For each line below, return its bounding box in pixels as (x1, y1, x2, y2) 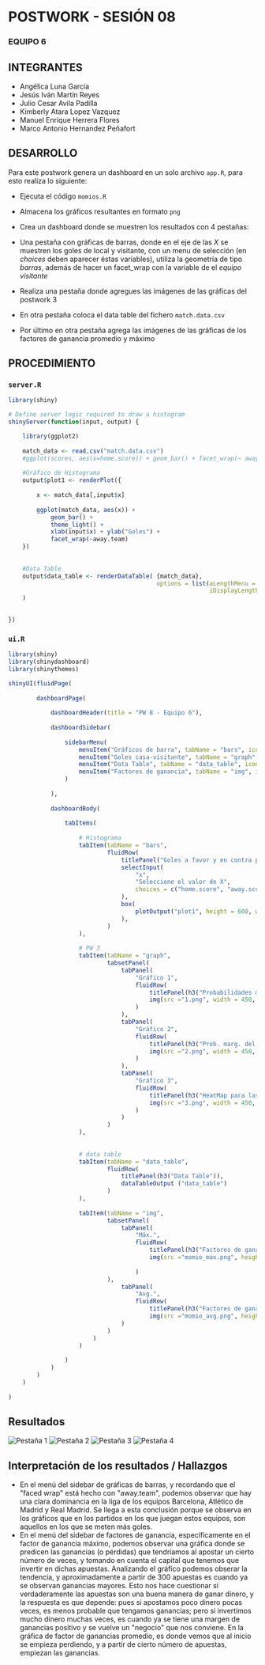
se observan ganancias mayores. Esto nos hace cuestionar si (19, 1581, 219, 1591)
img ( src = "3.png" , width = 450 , (149, 1098, 256, 1107)
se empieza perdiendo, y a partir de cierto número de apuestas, (19, 1640, 227, 1649)
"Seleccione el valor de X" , (135, 878, 231, 886)
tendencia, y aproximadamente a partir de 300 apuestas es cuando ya (19, 1572, 248, 1582)
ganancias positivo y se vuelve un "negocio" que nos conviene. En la (19, 1623, 244, 1633)
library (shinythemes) (8, 665, 80, 673)
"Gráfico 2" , (135, 1025, 178, 1033)
